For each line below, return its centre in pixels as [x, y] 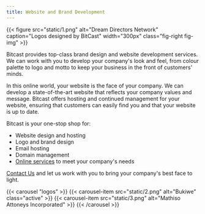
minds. [15, 73]
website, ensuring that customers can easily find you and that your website [101, 105]
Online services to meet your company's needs [75, 161]
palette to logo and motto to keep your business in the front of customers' [99, 67]
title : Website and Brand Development [56, 12]
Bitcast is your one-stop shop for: [49, 124]
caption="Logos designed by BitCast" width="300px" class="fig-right [95, 36]
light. [13, 179]
